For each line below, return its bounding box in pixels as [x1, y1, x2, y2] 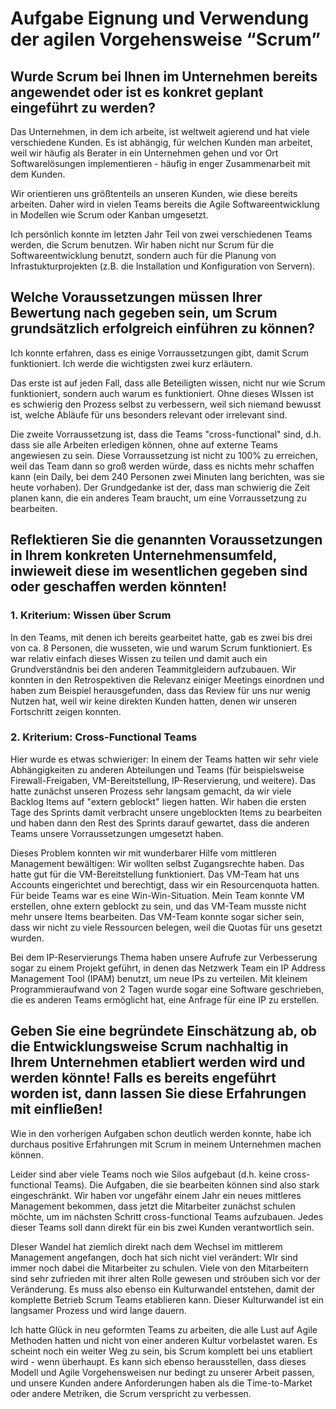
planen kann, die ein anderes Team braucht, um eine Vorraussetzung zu [10, 492, 307, 504]
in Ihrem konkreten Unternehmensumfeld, [10, 547, 278, 564]
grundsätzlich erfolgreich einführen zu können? [10, 320, 316, 337]
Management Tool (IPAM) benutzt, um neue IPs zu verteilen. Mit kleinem [10, 972, 308, 984]
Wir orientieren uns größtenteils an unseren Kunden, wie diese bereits [10, 188, 298, 199]
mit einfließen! [10, 1101, 103, 1118]
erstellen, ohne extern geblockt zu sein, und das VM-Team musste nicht [10, 900, 307, 912]
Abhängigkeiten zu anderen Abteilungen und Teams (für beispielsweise [10, 763, 305, 776]
